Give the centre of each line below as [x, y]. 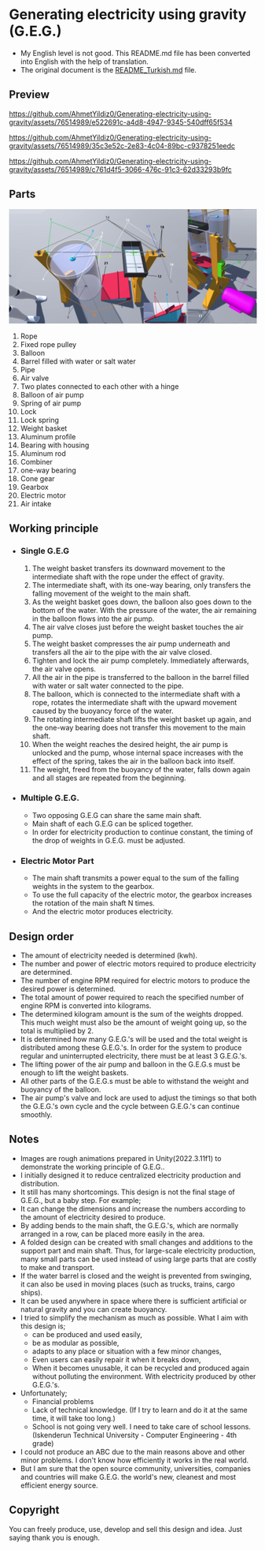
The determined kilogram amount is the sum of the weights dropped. [132, 1014]
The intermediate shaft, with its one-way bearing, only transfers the [141, 585]
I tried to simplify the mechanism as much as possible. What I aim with [134, 1317]
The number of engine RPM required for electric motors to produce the [135, 980]
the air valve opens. [64, 669]
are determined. [46, 972]
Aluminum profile [48, 436]
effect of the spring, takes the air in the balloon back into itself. [133, 761]
